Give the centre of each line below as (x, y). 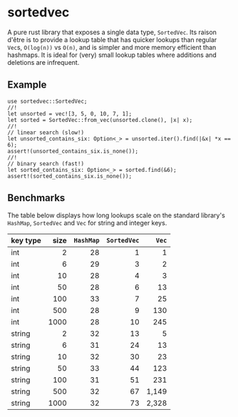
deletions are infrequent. (43, 62)
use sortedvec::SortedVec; (47, 101)
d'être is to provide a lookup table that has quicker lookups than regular (112, 39)
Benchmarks (36, 198)
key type (26, 240)
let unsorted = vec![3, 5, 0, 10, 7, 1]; (70, 114)
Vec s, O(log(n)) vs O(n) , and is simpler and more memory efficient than (112, 47)
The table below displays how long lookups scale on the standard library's (117, 215)
